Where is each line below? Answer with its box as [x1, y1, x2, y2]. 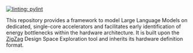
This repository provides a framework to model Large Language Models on [6, 17, 188, 23]
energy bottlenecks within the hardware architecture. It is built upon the [6, 29, 179, 36]
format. [6, 41, 24, 48]
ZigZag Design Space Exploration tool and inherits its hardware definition [6, 36, 184, 42]
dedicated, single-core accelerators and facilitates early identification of [6, 23, 181, 30]
